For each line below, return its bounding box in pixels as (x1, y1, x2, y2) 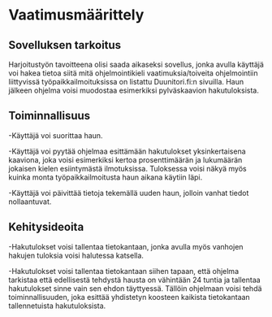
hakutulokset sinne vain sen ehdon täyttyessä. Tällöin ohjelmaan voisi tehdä (8, 283, 262, 293)
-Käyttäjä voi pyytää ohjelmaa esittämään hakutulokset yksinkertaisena (8, 146, 246, 156)
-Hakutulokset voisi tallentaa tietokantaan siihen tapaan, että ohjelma (8, 266, 240, 276)
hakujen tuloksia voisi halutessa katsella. (8, 250, 145, 260)
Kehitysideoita (8, 220, 84, 234)
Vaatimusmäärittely (8, 6, 145, 24)
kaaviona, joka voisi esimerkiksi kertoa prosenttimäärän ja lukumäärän (8, 154, 243, 164)
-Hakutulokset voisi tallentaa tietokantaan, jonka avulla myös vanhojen (8, 241, 244, 251)
